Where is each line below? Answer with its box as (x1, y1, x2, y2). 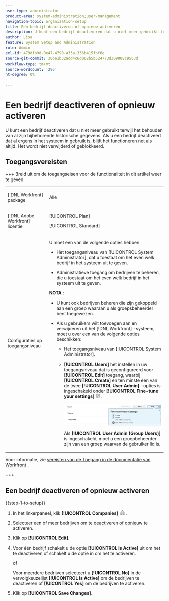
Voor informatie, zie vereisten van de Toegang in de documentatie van (5, 456, 151, 462)
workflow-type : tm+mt (5, 61, 51, 67)
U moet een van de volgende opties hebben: (49, 239, 141, 245)
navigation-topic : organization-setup (5, 19, 87, 24)
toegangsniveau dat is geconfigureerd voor (64, 367, 153, 373)
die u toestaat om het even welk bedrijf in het (56, 275, 150, 281)
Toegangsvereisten (5, 158, 68, 166)
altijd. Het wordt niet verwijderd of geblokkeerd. (5, 143, 105, 149)
